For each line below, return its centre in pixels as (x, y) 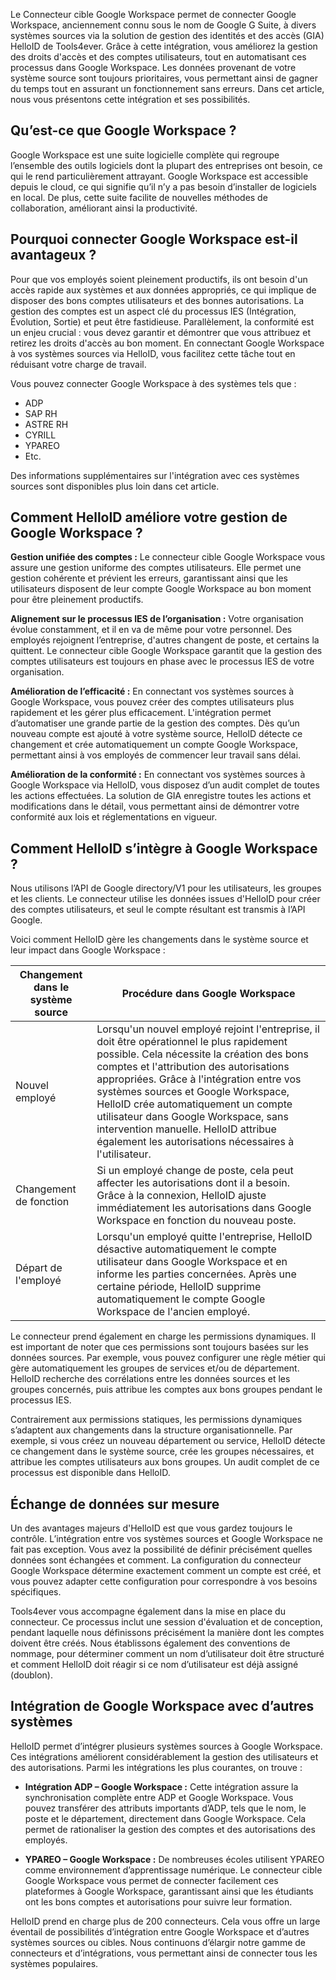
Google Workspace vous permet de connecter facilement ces (151, 1880)
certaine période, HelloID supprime (179, 1287)
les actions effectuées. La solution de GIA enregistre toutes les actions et (161, 796)
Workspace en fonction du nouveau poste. (196, 1221)
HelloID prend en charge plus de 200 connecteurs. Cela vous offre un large (165, 1921)
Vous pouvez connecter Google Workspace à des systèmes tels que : (153, 383)
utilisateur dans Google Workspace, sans (192, 1117)
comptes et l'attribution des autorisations (193, 1067)
